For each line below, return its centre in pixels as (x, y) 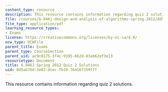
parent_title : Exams (27, 47)
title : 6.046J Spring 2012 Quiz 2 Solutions (52, 65)
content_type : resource (30, 10)
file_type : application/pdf (34, 24)
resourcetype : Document (30, 61)
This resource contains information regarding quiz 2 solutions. (69, 84)
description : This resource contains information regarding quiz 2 (77, 14)
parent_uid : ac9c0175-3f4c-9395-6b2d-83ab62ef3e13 (59, 56)
